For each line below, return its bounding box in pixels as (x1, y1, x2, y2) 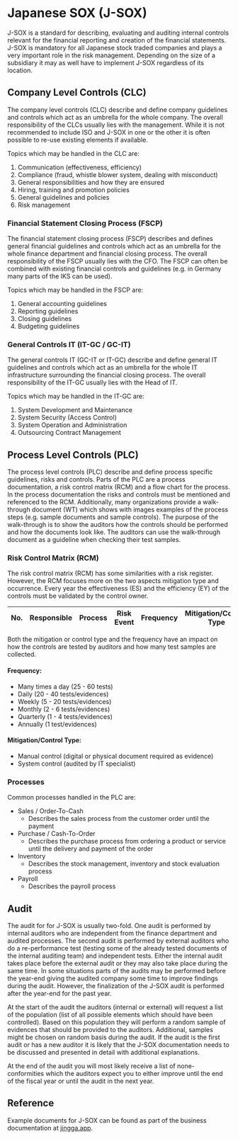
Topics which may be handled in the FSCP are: (7, 285, 144, 295)
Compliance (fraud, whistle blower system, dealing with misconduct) (17, 170, 218, 178)
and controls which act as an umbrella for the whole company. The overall (7, 113, 223, 121)
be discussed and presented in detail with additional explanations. (7, 1048, 200, 1056)
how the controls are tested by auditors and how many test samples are (7, 642, 216, 651)
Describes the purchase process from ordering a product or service (28, 837, 227, 846)
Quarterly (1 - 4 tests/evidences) (17, 712, 113, 720)
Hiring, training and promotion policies (17, 186, 130, 194)
